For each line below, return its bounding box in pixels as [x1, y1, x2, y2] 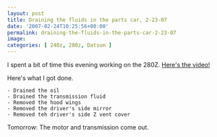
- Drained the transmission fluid [7, 93, 106, 100]
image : [7, 36, 26, 42]
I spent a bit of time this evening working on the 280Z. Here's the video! [7, 61, 211, 68]
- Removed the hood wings [7, 99, 81, 106]
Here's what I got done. [7, 74, 73, 82]
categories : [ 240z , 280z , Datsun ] [7, 42, 112, 49]
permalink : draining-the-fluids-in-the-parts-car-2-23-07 [7, 29, 176, 36]
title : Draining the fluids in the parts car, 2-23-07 [7, 16, 168, 23]
